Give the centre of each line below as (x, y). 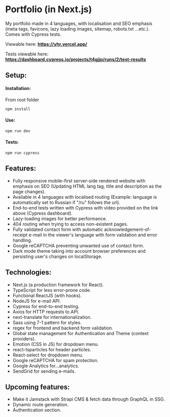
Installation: (18, 88)
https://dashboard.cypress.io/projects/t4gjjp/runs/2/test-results (76, 59)
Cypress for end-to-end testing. (46, 306)
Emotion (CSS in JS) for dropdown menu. (56, 344)
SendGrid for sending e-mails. (44, 371)
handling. (22, 240)
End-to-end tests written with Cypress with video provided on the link (85, 207)
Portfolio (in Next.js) (49, 9)
